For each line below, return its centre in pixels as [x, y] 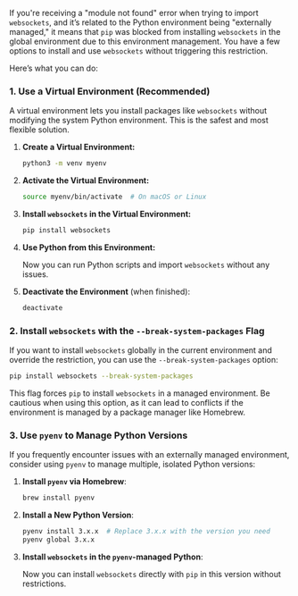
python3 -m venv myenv [64, 164]
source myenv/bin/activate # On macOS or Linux [114, 197]
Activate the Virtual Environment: [86, 180]
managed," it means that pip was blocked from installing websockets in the [145, 32]
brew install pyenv [58, 498]
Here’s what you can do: [54, 68]
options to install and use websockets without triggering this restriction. [139, 51]
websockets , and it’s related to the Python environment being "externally [141, 22]
